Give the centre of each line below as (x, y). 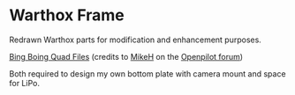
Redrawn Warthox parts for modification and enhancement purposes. (136, 40)
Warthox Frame (67, 15)
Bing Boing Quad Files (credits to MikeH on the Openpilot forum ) (126, 56)
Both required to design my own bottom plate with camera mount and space (147, 73)
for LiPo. (24, 83)
